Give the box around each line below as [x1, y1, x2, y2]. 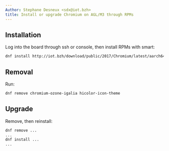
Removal [5, 67, 33, 76]
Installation [5, 31, 41, 39]
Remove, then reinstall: [5, 118, 53, 124]
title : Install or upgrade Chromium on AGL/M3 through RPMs [5, 12, 134, 17]
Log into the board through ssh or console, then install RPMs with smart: [5, 44, 155, 50]
